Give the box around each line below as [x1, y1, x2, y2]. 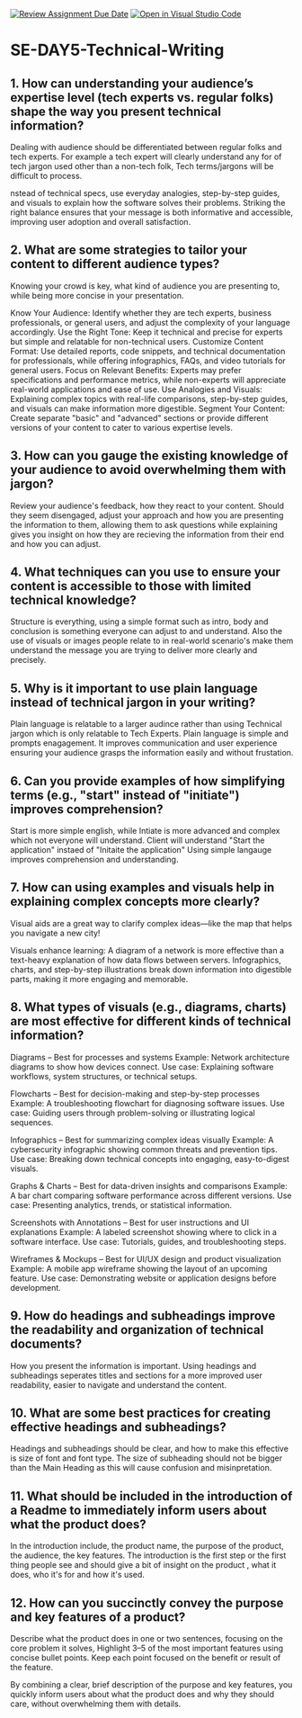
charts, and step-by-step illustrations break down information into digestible [10, 963, 292, 975]
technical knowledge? [10, 593, 138, 608]
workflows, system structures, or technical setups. [10, 1070, 198, 1081]
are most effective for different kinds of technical [10, 1014, 291, 1029]
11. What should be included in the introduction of [10, 1489, 293, 1504]
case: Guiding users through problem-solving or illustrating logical [10, 1107, 255, 1118]
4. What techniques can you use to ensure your [10, 565, 281, 580]
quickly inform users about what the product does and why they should [10, 1688, 275, 1699]
